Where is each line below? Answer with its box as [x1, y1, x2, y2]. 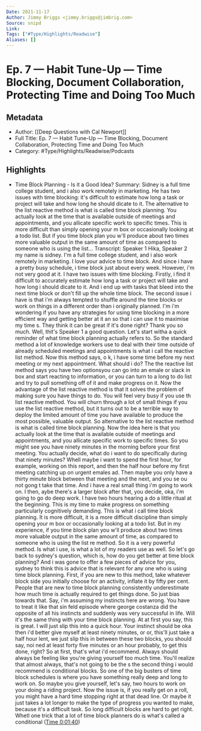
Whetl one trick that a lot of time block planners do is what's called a [14, 712, 185, 719]
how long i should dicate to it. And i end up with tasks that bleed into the [14, 283, 194, 290]
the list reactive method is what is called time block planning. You [14, 206, 177, 214]
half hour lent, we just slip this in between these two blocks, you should [14, 635, 192, 642]
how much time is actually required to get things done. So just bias [14, 590, 180, 597]
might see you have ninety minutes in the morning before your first [14, 443, 180, 450]
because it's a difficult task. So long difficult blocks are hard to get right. [14, 705, 194, 712]
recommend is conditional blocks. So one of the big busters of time [14, 667, 181, 674]
